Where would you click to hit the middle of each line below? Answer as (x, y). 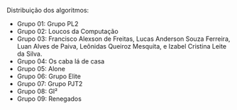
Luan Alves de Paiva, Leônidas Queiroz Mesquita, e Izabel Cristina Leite (122, 46)
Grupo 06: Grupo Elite (49, 76)
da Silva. (29, 54)
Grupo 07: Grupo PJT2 (50, 84)
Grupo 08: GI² (37, 91)
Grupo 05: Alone (41, 69)
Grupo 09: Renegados (49, 99)
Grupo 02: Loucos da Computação (67, 31)
